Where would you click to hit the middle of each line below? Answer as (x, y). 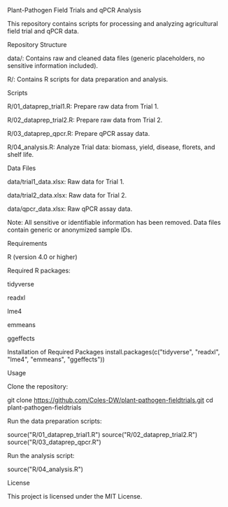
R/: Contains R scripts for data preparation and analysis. (88, 79)
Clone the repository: (38, 387)
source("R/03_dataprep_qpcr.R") (54, 442)
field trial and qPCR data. (43, 31)
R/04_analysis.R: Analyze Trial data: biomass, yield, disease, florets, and (111, 147)
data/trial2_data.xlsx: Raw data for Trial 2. (67, 195)
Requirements (27, 243)
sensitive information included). (53, 65)
